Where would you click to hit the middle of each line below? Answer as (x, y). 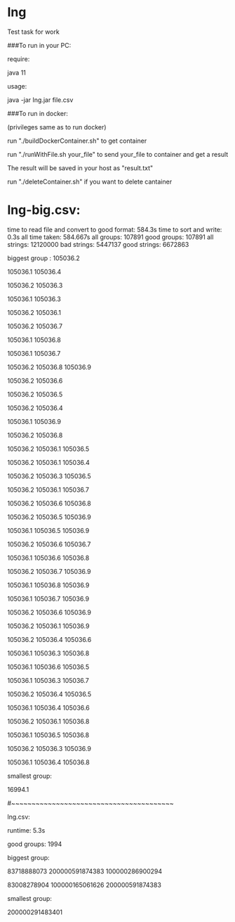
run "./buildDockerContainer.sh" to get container (77, 141)
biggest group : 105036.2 (44, 258)
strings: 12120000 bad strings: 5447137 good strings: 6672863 (98, 244)
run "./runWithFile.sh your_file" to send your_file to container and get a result (118, 154)
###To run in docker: (38, 113)
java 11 (17, 72)
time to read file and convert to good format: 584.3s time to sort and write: (115, 229)
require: (19, 59)
